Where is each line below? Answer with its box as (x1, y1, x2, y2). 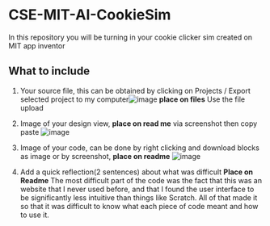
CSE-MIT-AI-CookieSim (8, 6, 171, 24)
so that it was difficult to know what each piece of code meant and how (19, 201, 259, 211)
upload (19, 103, 44, 112)
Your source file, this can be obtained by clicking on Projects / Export (19, 86, 251, 95)
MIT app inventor (8, 40, 65, 50)
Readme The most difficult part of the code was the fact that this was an (19, 175, 263, 185)
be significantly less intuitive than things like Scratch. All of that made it (19, 192, 258, 203)
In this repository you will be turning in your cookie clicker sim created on (8, 32, 253, 42)
